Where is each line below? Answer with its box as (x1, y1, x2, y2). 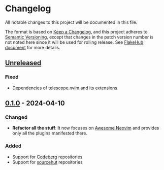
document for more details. (5, 44, 61, 50)
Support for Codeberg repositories (12, 154, 83, 160)
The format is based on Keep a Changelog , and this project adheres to (5, 29, 148, 34)
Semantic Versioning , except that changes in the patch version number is (5, 34, 154, 40)
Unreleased (5, 59, 42, 67)
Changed (5, 114, 28, 121)
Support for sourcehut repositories (12, 159, 83, 165)
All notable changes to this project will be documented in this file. (5, 19, 138, 25)
